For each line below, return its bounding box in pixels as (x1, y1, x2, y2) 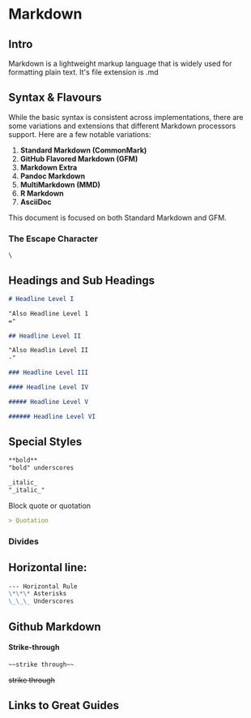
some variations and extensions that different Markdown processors (8, 121, 236, 131)
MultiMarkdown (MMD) (19, 179, 101, 189)
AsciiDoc (19, 196, 52, 207)
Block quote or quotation (8, 501, 91, 510)
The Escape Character (8, 233, 99, 244)
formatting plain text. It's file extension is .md (8, 67, 160, 77)
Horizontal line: (8, 561, 87, 574)
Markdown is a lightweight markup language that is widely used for (8, 58, 232, 68)
